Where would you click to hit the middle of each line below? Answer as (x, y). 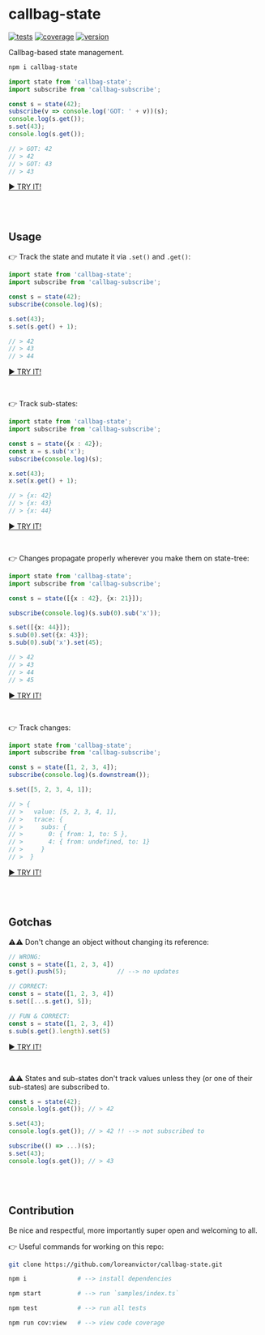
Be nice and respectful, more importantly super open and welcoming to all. (133, 1230)
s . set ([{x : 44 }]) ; (39, 628)
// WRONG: (25, 957)
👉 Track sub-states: (43, 404)
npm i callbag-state (43, 67)
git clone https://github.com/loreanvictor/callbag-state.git (115, 1264)
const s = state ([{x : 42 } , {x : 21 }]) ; (76, 598)
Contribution (41, 1211)
